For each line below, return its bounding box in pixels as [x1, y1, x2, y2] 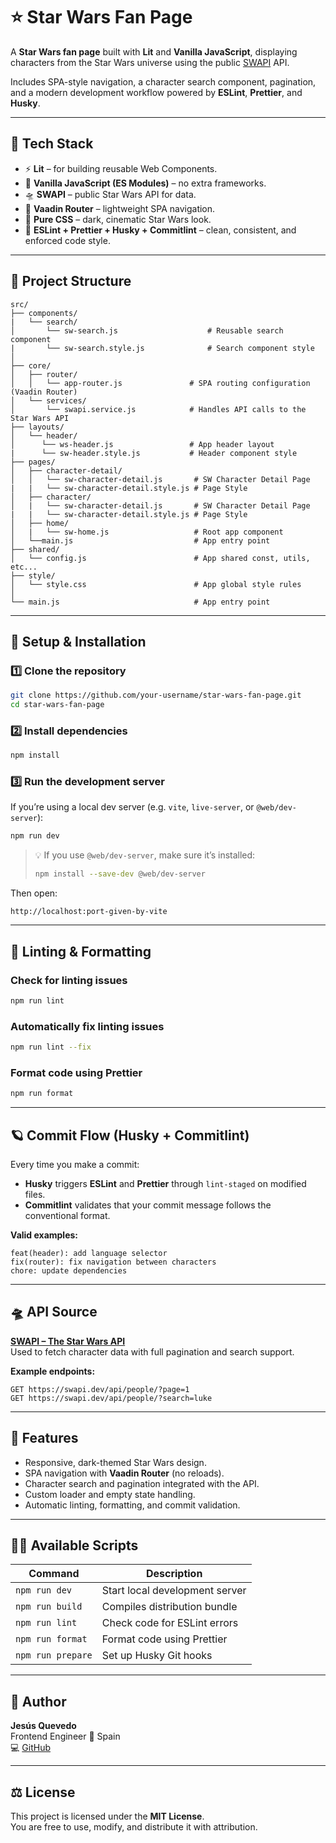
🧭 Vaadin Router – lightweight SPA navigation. [24, 202, 216, 214]
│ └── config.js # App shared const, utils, [10, 553, 311, 563]
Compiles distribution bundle [101, 1600, 238, 1614]
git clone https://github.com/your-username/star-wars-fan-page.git [10, 690, 302, 701]
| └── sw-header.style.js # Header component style [10, 448, 298, 458]
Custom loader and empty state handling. [24, 1488, 196, 1500]
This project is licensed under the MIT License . [10, 1810, 205, 1822]
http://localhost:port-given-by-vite [10, 907, 168, 917]
